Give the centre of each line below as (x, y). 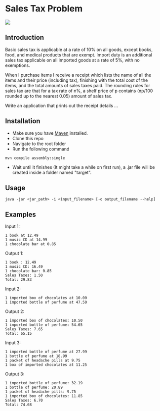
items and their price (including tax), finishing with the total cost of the (77, 80)
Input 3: (13, 343)
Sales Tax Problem (44, 9)
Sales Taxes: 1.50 (24, 275)
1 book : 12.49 (21, 262)
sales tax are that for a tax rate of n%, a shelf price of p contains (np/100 (79, 91)
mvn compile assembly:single (35, 158)
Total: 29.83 (19, 280)
